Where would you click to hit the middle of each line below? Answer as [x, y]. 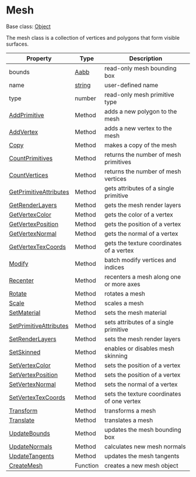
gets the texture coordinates [143, 243]
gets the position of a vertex [143, 224]
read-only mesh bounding [140, 68]
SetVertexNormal [33, 384]
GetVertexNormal [33, 234]
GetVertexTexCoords [37, 246]
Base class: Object [28, 26]
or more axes [122, 284]
